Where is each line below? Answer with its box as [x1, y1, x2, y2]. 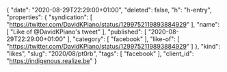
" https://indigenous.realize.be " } [6, 57, 97, 64]
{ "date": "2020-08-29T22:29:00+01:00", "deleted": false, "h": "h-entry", [6, 6, 213, 14]
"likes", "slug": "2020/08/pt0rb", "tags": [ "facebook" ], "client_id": [6, 49, 194, 58]
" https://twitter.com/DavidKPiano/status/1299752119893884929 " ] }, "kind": [6, 43, 220, 50]
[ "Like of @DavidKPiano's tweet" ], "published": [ [6, 27, 147, 36]
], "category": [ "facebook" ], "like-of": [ [67, 35, 180, 43]
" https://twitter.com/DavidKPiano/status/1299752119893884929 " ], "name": [6, 21, 220, 28]
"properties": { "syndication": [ [6, 13, 93, 21]
